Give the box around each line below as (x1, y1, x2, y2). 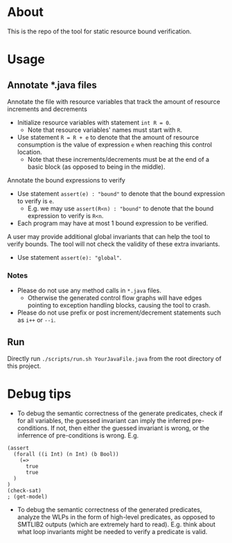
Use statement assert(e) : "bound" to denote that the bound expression (17, 189, 225, 198)
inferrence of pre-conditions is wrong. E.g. (17, 431, 139, 440)
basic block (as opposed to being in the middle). (27, 162, 166, 171)
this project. (7, 362, 42, 370)
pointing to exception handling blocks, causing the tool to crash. (27, 301, 211, 310)
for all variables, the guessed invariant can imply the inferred (17, 416, 191, 424)
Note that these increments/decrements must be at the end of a (27, 155, 210, 163)
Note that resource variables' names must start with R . (27, 126, 182, 134)
